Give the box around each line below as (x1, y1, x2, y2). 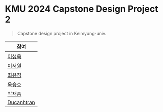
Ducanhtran (7, 99, 35, 106)
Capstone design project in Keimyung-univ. (17, 30, 107, 36)
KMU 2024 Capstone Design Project (5, 3, 158, 15)
